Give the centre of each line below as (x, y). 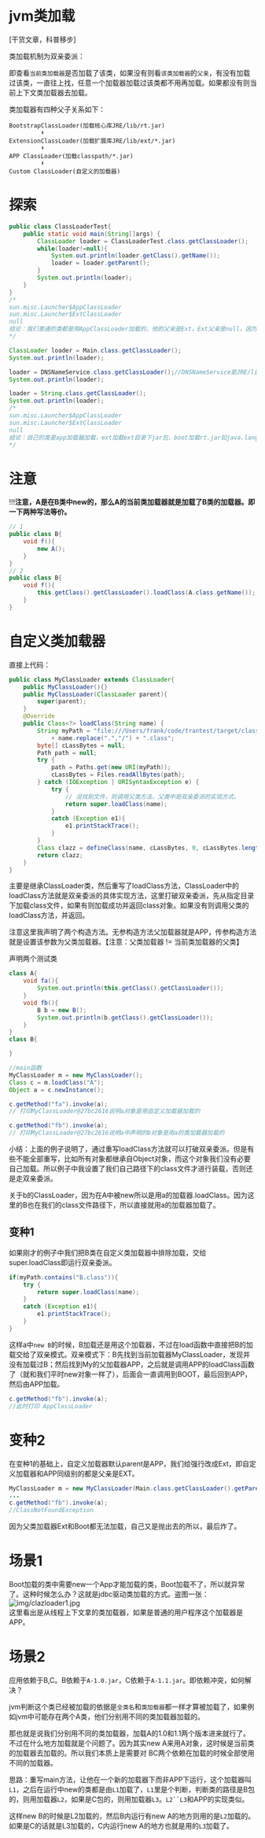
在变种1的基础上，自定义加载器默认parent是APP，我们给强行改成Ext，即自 (129, 1463)
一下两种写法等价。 (40, 512)
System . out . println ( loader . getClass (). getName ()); (136, 256)
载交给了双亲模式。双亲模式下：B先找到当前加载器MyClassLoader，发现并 (130, 1354)
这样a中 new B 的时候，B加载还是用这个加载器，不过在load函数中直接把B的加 (131, 1344)
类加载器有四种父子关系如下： (57, 109)
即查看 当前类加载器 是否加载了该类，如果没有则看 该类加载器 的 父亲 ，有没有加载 (130, 72)
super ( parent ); (62, 701)
